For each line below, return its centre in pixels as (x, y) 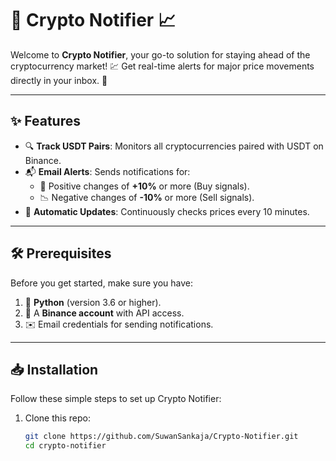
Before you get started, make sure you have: (101, 283)
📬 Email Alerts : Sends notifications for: (107, 171)
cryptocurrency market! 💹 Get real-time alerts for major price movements (162, 66)
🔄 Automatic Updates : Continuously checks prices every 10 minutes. (167, 211)
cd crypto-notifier (65, 446)
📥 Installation (54, 369)
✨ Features (45, 121)
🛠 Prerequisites (61, 253)
